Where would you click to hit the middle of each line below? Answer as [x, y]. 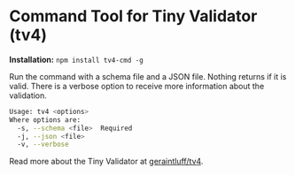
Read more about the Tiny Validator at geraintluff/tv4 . [106, 162]
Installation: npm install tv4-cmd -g [76, 59]
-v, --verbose [43, 145]
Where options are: [45, 120]
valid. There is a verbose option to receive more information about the [137, 86]
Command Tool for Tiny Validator [133, 16]
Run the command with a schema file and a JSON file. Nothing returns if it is [148, 76]
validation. [28, 95]
